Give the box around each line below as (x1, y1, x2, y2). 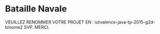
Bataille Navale (5, 3, 67, 14)
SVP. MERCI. (23, 24, 50, 30)
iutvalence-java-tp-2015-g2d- (94, 19, 156, 25)
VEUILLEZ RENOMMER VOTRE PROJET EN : (5, 19, 94, 25)
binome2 (5, 24, 23, 30)
